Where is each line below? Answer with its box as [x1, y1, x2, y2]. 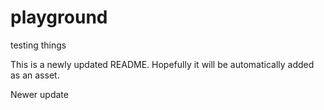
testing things [10, 39, 67, 51]
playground [10, 6, 108, 29]
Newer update [10, 88, 69, 100]
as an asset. [10, 69, 60, 81]
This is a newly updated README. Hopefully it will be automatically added [10, 58, 315, 70]
